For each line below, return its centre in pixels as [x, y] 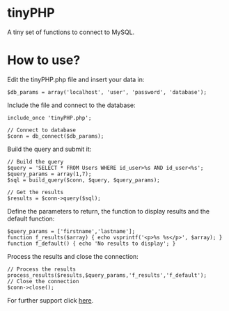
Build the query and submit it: [49, 149]
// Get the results [35, 192]
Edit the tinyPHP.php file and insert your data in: [76, 79]
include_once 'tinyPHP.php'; [49, 118]
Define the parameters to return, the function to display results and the [109, 211]
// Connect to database [42, 130]
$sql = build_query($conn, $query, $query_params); [84, 180]
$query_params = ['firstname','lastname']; [71, 231]
